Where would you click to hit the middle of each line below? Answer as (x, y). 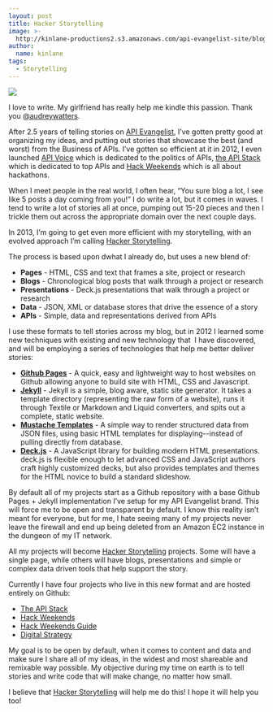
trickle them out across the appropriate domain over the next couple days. (132, 216)
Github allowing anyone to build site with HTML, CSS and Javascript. (135, 381)
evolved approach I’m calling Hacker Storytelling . (91, 241)
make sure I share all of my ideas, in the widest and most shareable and (128, 658)
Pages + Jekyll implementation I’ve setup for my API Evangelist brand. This (134, 501)
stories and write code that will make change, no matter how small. (120, 676)
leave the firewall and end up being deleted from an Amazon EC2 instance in (136, 527)
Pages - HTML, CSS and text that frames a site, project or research (132, 272)
